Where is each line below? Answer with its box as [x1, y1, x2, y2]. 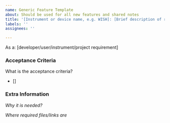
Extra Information [5, 91, 50, 98]
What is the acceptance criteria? [5, 69, 73, 75]
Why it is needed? [5, 102, 43, 108]
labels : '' [5, 21, 28, 27]
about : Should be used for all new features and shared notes [5, 12, 139, 17]
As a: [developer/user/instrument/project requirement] [5, 44, 118, 50]
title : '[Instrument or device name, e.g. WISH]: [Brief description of [5, 17, 162, 22]
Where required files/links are [5, 112, 67, 118]
